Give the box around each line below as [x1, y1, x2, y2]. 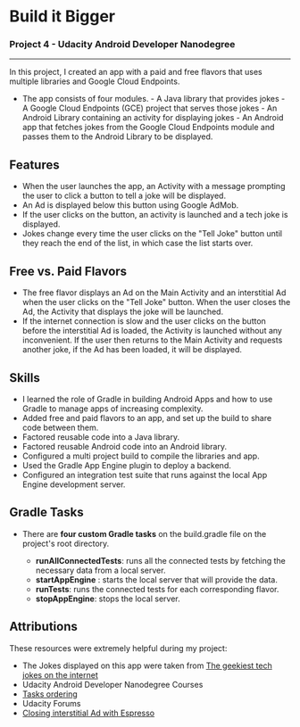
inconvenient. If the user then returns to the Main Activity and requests [21, 335, 283, 345]
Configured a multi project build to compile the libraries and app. [21, 450, 261, 461]
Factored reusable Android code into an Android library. [21, 441, 228, 451]
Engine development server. [21, 479, 126, 490]
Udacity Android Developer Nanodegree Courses [21, 679, 204, 690]
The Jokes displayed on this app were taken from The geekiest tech [21, 660, 272, 671]
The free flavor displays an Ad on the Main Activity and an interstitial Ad [21, 287, 287, 298]
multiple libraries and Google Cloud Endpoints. [9, 76, 180, 87]
